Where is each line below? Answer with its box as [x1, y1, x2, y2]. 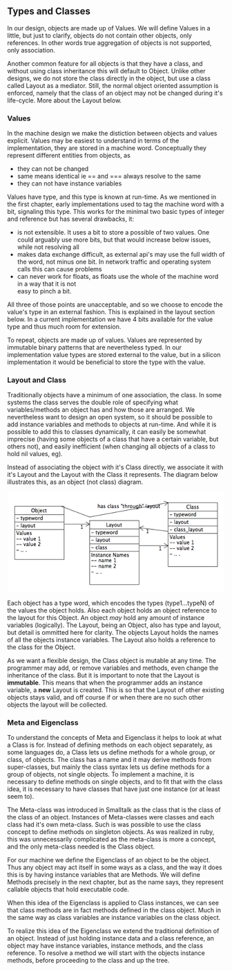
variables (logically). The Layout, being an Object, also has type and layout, [7, 621, 222, 629]
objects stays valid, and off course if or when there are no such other [7, 693, 204, 701]
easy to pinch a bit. [17, 287, 72, 296]
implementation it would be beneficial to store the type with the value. [7, 358, 206, 366]
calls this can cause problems [17, 265, 102, 273]
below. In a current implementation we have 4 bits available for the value [7, 315, 213, 324]
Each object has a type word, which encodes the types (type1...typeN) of [7, 599, 215, 607]
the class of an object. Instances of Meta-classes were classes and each [7, 813, 215, 822]
